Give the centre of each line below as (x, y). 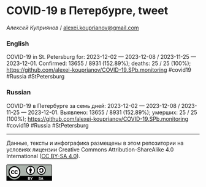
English (18, 44)
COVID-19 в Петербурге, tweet (87, 11)
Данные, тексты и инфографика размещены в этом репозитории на (95, 143)
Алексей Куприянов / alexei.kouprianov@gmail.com (73, 28)
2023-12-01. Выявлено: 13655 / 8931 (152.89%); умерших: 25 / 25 (113, 112)
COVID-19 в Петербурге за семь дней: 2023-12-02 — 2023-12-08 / (93, 105)
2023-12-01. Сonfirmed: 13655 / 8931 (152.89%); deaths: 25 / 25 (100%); (99, 63)
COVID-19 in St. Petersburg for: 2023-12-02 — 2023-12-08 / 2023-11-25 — (101, 57)
